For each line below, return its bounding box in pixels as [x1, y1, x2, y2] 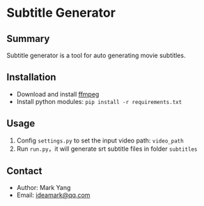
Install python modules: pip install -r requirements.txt [16, 97, 182, 105]
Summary [6, 33, 50, 45]
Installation [6, 71, 56, 83]
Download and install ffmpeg [16, 89, 100, 98]
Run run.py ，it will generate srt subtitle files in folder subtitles [16, 145, 198, 153]
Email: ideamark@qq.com [16, 191, 91, 200]
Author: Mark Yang [16, 184, 71, 192]
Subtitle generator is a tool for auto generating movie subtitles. [6, 51, 186, 59]
